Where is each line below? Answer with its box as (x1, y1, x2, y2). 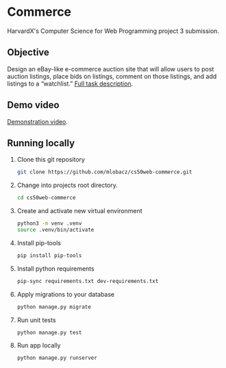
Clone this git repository (16, 156, 86, 164)
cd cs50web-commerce (16, 195, 76, 201)
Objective (7, 47, 50, 58)
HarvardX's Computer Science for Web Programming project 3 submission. (7, 27, 219, 35)
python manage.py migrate (16, 303, 91, 310)
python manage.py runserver (16, 354, 97, 362)
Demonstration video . (7, 117, 68, 125)
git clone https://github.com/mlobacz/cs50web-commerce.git (16, 169, 192, 175)
